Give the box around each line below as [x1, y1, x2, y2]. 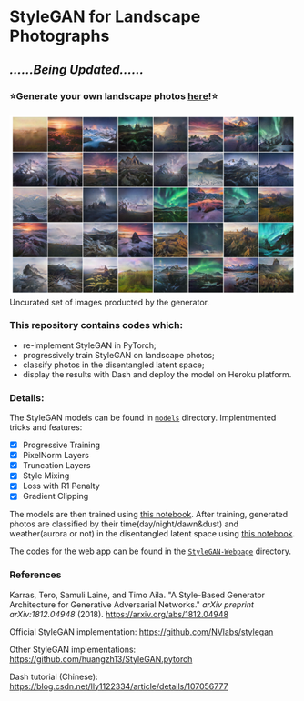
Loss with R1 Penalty [22, 480, 100, 492]
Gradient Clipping [22, 491, 89, 502]
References [9, 568, 62, 581]
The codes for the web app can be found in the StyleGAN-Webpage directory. [9, 546, 291, 556]
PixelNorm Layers [22, 450, 89, 461]
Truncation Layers [22, 460, 91, 471]
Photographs [9, 25, 110, 46]
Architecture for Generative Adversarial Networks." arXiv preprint [9, 598, 255, 610]
